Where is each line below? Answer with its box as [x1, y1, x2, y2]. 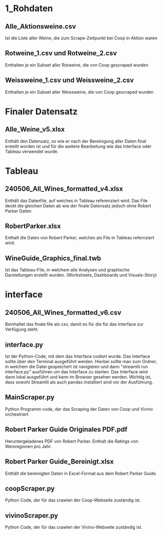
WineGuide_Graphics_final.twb [5, 254, 101, 262]
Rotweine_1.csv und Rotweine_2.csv [5, 49, 117, 57]
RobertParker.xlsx [5, 222, 61, 231]
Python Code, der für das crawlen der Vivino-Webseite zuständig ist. [5, 524, 143, 530]
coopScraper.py [5, 484, 55, 493]
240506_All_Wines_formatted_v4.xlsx [5, 185, 123, 193]
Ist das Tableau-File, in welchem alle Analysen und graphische [5, 267, 130, 273]
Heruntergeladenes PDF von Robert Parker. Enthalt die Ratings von [5, 438, 138, 444]
